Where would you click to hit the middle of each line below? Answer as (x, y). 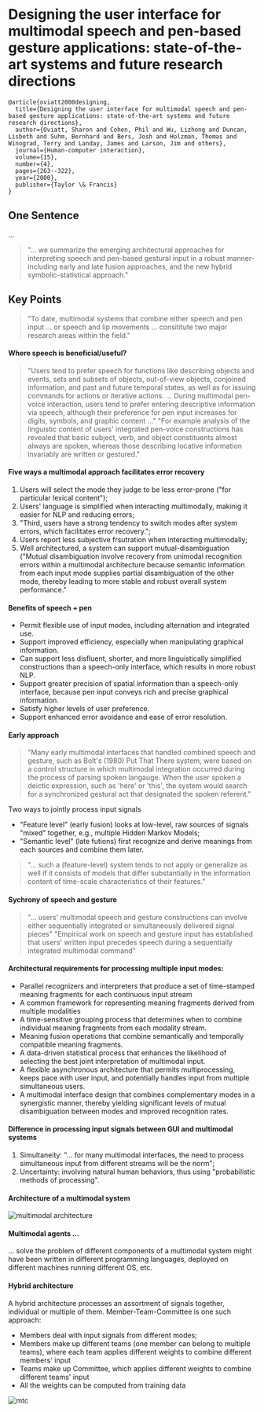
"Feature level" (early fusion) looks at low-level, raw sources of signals (134, 825)
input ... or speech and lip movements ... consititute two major (127, 327)
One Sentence (44, 216)
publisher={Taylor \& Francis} (66, 185)
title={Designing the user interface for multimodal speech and (123, 109)
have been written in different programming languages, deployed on (119, 1260)
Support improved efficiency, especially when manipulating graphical (131, 642)
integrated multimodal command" (81, 950)
